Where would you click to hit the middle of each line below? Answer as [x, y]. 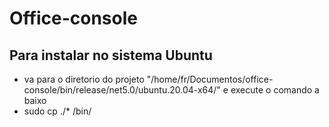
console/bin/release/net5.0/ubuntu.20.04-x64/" [122, 90]
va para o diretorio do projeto [84, 79]
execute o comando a [275, 90]
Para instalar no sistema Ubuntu [111, 55]
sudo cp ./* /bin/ [57, 111]
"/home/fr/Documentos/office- [210, 79]
